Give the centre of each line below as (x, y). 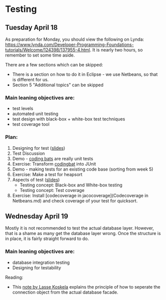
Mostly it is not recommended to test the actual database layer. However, (80, 228)
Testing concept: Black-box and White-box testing (71, 185)
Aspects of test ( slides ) (36, 180)
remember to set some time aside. (40, 55)
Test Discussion (28, 153)
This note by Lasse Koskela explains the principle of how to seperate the (86, 287)
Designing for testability (37, 268)
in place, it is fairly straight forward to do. (47, 239)
